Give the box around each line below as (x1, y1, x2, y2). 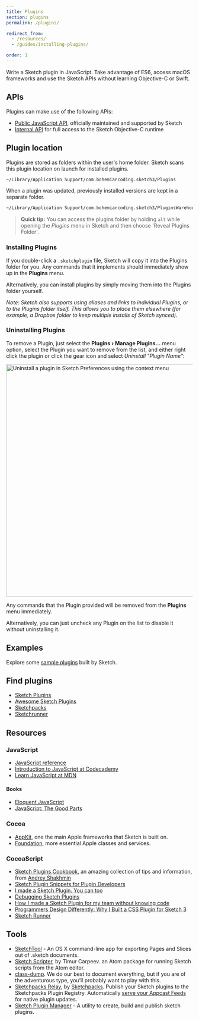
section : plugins (6, 14, 49, 20)
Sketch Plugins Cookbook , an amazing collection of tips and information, (14, 868, 192, 875)
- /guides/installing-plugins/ (11, 42, 89, 48)
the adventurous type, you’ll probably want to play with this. (14, 976, 161, 984)
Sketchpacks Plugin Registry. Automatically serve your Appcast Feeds (14, 989, 187, 996)
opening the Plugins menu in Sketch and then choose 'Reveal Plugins (20, 222, 190, 229)
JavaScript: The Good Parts (14, 805, 83, 812)
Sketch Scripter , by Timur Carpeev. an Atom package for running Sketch (14, 957, 191, 965)
